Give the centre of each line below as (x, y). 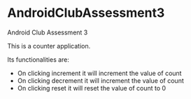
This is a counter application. (49, 46)
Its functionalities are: (38, 59)
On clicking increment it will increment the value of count (99, 73)
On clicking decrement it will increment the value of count (100, 80)
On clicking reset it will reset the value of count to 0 (92, 88)
